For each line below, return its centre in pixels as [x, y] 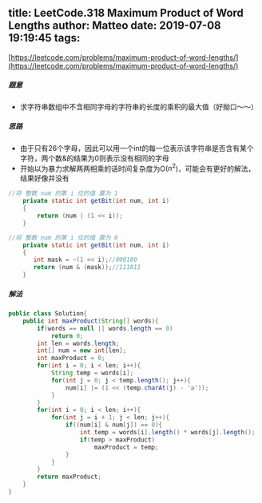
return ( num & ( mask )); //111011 [87, 267]
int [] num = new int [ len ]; [82, 351]
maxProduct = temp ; [126, 447]
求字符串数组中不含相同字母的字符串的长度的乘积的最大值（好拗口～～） [139, 106]
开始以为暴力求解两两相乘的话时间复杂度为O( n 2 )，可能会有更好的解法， [137, 168]
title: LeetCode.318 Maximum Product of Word [126, 13]
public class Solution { [48, 314]
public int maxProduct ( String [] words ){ [91, 321]
